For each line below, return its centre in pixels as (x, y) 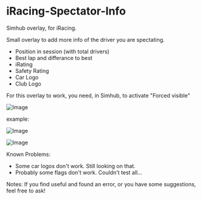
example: (18, 119)
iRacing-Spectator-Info (66, 11)
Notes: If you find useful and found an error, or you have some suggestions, (101, 184)
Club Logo (28, 84)
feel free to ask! (26, 191)
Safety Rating (32, 70)
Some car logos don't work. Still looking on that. (75, 166)
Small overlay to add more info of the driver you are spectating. (85, 39)
